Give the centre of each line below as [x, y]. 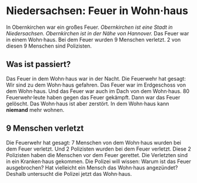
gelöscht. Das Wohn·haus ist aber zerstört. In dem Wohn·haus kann [88, 104]
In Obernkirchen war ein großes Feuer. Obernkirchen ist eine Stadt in [89, 27]
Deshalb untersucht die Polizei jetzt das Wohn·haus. [69, 174]
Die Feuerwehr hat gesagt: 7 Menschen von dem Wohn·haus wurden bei [94, 142]
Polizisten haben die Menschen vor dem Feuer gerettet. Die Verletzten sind [97, 155]
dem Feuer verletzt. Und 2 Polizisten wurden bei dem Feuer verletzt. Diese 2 [98, 149]
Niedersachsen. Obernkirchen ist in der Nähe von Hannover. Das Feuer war [98, 33]
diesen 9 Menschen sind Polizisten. [49, 46]
